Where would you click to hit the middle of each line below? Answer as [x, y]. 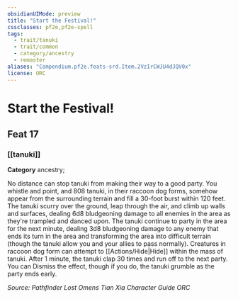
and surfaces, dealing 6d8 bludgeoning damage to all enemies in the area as [119, 214]
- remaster [30, 60]
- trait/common [36, 47]
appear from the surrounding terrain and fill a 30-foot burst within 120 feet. [117, 198]
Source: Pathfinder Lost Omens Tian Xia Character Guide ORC [99, 288]
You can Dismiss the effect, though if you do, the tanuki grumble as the [111, 266]
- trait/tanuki [36, 40]
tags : [15, 34]
